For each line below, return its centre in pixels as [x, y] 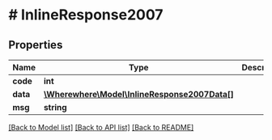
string [55, 107]
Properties [36, 45]
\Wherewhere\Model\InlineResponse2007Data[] [139, 94]
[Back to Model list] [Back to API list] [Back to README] [101, 127]
